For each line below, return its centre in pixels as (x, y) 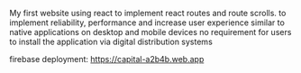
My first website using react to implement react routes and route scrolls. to (148, 13)
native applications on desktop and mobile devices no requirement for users (150, 32)
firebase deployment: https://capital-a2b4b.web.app (107, 59)
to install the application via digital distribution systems (111, 41)
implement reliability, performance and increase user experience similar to (147, 23)
